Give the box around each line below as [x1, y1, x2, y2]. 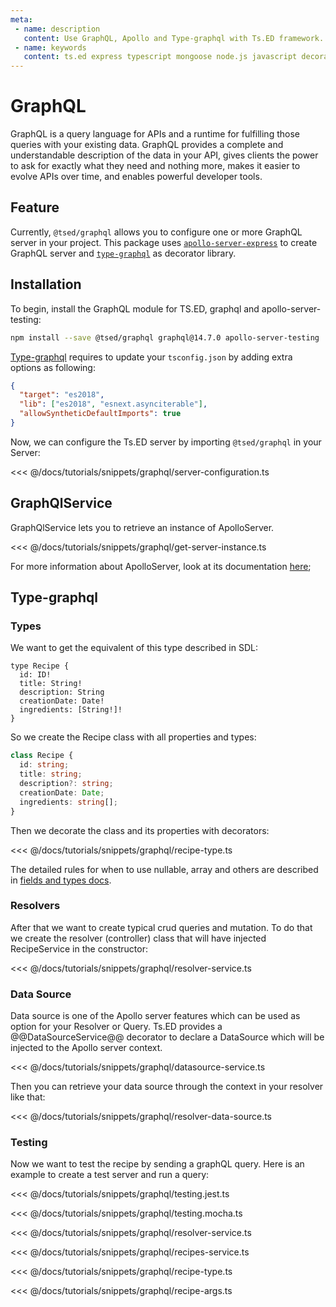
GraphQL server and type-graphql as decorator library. [10, 247, 237, 259]
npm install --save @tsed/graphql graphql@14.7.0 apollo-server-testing [10, 332, 320, 343]
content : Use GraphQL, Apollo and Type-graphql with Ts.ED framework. [23, 33, 325, 43]
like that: [10, 1091, 46, 1103]
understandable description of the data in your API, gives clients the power [10, 149, 319, 161]
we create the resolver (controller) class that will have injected [10, 932, 267, 944]
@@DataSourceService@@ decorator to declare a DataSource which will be [10, 1031, 325, 1043]
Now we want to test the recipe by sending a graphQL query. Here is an [10, 1158, 305, 1170]
